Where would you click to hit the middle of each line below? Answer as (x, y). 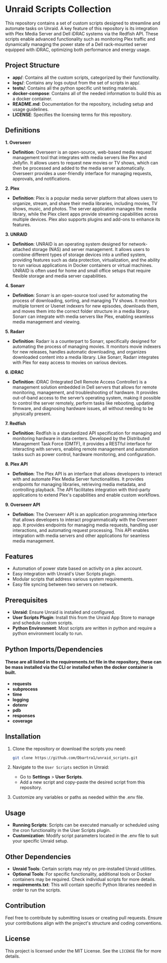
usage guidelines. (30, 109)
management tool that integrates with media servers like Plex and (80, 157)
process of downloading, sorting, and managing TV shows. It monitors (84, 300)
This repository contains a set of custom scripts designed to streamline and (83, 23)
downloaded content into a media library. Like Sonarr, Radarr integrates (86, 357)
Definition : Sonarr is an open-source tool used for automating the (80, 295)
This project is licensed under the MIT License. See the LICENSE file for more (83, 950)
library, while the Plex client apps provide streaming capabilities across (85, 214)
